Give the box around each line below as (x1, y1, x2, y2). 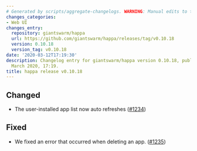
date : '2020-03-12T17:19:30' (6, 52, 77, 58)
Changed (6, 90, 40, 100)
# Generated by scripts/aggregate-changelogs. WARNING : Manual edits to (6, 8, 188, 15)
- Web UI (6, 19, 28, 25)
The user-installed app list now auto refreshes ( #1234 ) (14, 106, 147, 113)
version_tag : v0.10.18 (11, 47, 67, 53)
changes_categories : (6, 14, 57, 20)
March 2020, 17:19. (11, 63, 59, 69)
